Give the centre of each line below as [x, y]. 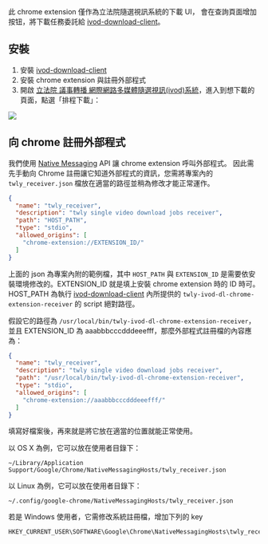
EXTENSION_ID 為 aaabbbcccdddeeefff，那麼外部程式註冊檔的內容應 [138, 330]
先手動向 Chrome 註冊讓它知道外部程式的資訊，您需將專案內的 [111, 173]
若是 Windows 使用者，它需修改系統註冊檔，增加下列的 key [106, 517]
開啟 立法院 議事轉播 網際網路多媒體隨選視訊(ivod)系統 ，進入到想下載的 [137, 89]
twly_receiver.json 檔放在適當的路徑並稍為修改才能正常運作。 [111, 183]
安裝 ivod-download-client [63, 69]
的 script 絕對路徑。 [107, 304]
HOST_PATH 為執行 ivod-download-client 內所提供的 [95, 294]
